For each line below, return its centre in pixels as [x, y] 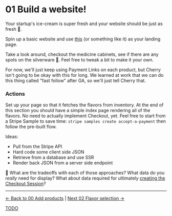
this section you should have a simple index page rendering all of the [78, 111]
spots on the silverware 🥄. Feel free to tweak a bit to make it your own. [80, 59]
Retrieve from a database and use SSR [53, 158]
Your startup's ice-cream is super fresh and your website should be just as [84, 24]
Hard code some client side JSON [48, 152]
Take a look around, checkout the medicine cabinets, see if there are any [82, 54]
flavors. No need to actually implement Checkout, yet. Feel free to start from [85, 116]
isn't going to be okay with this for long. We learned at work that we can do [84, 75]
